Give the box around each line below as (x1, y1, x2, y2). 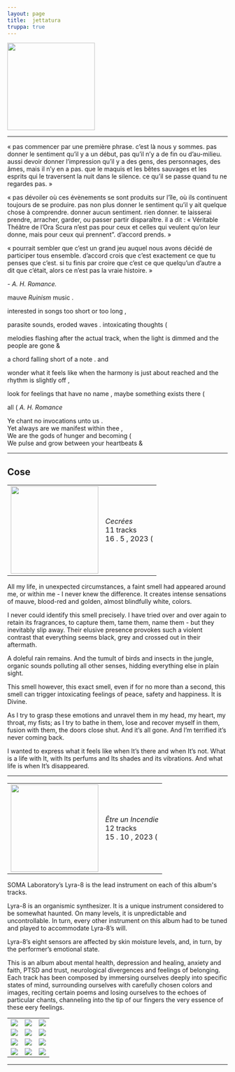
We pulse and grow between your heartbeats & (7, 439, 143, 448)
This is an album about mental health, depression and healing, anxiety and (7, 959, 222, 967)
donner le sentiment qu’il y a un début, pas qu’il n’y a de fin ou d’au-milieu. (7, 150, 222, 158)
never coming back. (7, 733, 65, 742)
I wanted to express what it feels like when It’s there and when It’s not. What (7, 747, 226, 756)
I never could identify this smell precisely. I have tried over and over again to (7, 611, 227, 619)
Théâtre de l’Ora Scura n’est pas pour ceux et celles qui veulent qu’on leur (7, 223, 220, 232)
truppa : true (7, 23, 45, 30)
